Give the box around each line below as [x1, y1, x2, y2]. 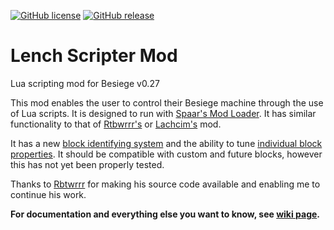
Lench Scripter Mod [10, 45, 178, 67]
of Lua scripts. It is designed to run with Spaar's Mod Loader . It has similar [10, 107, 317, 119]
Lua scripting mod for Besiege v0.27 [10, 77, 160, 89]
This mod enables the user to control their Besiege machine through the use [10, 96, 324, 109]
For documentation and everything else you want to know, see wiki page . [10, 208, 321, 220]
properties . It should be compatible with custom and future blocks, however [10, 148, 323, 160]
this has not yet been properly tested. [10, 158, 165, 170]
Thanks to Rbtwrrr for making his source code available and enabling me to [10, 178, 321, 190]
